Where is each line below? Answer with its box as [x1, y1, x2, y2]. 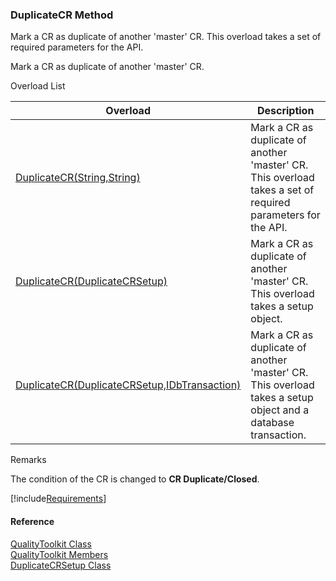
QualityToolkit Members [10, 548, 109, 560]
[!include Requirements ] [10, 493, 107, 505]
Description [256, 104, 315, 118]
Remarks [10, 454, 47, 466]
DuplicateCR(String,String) [15, 171, 141, 185]
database [250, 416, 295, 430]
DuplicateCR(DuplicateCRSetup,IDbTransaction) [15, 378, 242, 392]
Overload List [10, 80, 66, 92]
